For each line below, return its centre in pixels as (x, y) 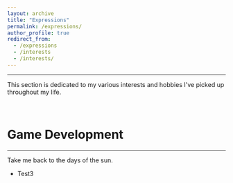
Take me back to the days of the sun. (60, 160)
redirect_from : (29, 39)
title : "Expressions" (38, 20)
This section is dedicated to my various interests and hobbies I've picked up (116, 84)
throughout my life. (34, 92)
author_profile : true (38, 33)
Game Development (65, 134)
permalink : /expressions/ (44, 26)
